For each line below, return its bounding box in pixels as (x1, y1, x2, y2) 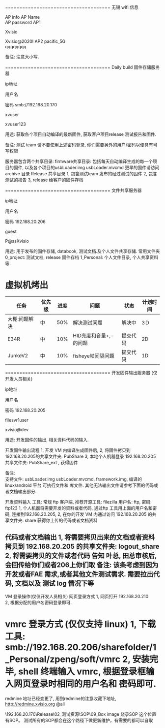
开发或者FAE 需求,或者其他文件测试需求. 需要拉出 (5, 570, 154, 578)
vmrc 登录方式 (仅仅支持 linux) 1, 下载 (5, 618, 156, 630)
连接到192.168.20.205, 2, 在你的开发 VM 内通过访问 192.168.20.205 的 (11, 511, 152, 517)
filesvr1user (5, 417, 28, 423)
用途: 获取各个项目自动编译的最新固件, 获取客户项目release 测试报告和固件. (5, 131, 157, 137)
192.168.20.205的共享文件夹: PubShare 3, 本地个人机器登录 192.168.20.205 (5, 453, 156, 459)
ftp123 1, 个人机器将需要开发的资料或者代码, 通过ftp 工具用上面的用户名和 (5, 505, 153, 511)
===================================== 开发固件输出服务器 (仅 (5, 370, 158, 376)
